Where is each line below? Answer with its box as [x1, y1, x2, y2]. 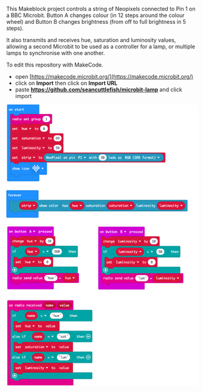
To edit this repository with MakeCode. [6, 61, 103, 68]
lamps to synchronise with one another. [6, 49, 105, 57]
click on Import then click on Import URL [15, 79, 118, 87]
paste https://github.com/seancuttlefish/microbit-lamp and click [15, 86, 182, 93]
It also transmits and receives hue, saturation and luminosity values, [6, 37, 176, 43]
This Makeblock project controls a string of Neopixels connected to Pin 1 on [6, 5, 196, 12]
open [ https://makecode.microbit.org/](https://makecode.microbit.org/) [15, 73, 193, 80]
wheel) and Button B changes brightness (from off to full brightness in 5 [6, 18, 187, 25]
